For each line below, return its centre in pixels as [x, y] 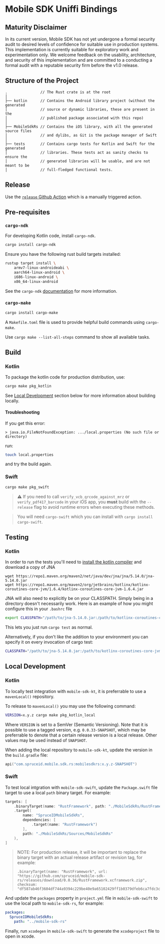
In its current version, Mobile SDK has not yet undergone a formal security [80, 39]
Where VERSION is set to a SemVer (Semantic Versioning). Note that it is [77, 724]
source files [18, 131]
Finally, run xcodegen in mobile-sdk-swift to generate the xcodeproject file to [82, 931]
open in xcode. [20, 936]
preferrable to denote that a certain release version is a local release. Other [81, 735]
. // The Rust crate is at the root [58, 92]
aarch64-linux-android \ [39, 272]
